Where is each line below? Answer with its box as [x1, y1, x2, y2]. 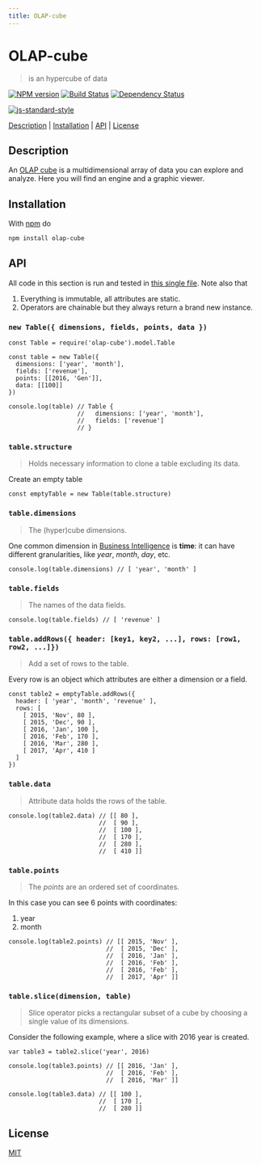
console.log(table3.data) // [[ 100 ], [8, 1091, 143, 1099]
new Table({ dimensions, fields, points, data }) [8, 323, 208, 331]
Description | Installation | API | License [8, 120, 140, 130]
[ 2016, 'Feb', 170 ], [23, 732, 99, 741]
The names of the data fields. [27, 600, 127, 610]
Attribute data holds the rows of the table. [27, 796, 167, 805]
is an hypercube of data [27, 74, 107, 83]
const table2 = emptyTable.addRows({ [8, 690, 136, 699]
